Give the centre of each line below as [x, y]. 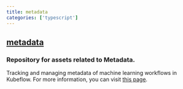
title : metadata [27, 12]
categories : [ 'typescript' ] [42, 18]
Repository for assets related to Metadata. [71, 60]
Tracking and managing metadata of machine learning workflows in [91, 73]
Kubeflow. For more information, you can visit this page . [77, 79]
